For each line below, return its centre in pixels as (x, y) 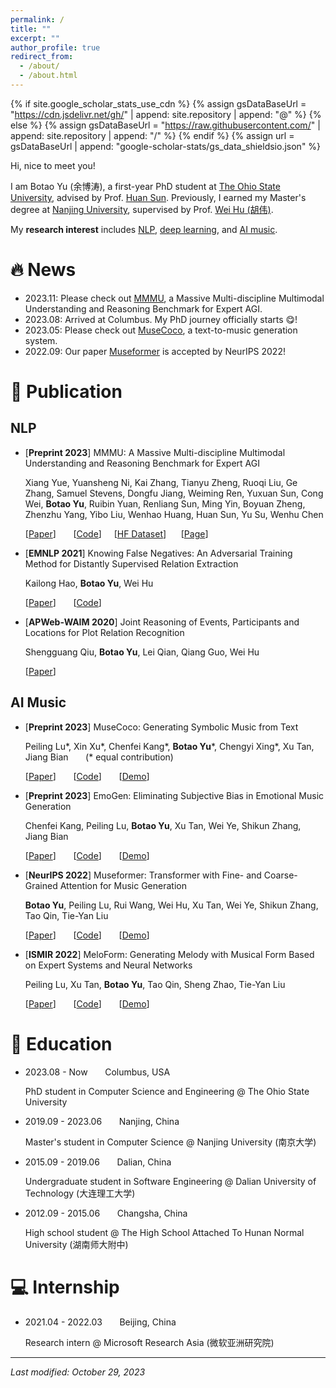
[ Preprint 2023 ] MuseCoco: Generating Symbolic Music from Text (161, 727)
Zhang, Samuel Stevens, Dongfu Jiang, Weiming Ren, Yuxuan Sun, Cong (174, 493)
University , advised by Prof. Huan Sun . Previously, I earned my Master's (158, 197)
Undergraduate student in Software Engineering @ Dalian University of (170, 1181)
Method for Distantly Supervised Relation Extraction (131, 563)
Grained (41, 885)
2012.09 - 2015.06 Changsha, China (106, 1213)
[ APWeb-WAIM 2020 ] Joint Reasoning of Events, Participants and (162, 622)
